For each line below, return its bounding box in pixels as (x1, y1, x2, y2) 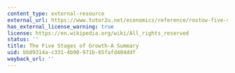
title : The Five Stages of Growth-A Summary (7, 42, 139, 49)
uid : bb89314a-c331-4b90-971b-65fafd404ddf (7, 49, 136, 56)
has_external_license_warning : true (7, 23, 114, 30)
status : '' (7, 36, 39, 43)
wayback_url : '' (7, 56, 55, 63)
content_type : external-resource (7, 10, 105, 17)
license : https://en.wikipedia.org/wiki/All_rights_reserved (7, 29, 190, 37)
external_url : (7, 17, 49, 24)
